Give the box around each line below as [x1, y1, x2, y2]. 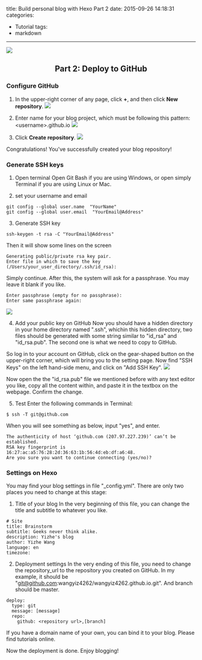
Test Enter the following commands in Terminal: [14, 400, 133, 407]
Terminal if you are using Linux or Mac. [14, 180, 112, 188]
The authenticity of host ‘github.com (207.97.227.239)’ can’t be [6, 433, 176, 439]
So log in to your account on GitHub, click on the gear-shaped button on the [6, 350, 194, 357]
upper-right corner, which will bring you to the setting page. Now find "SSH [6, 356, 193, 364]
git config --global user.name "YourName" [6, 204, 117, 210]
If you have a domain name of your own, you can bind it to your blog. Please [6, 629, 195, 637]
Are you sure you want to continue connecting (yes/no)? [6, 454, 152, 460]
